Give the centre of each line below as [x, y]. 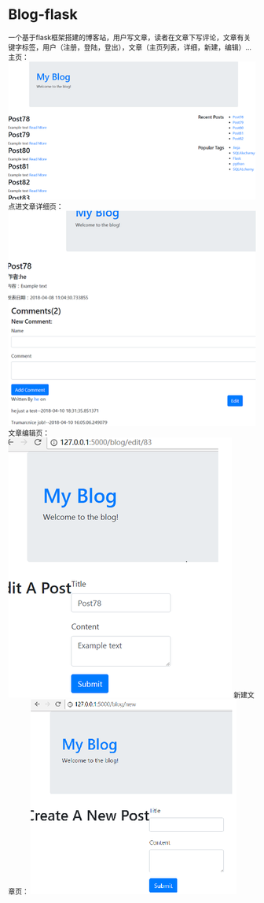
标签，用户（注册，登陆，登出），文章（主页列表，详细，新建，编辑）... [137, 47]
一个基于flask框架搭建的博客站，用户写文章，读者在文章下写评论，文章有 [126, 37]
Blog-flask [43, 15]
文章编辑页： [29, 433]
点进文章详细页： [36, 206]
